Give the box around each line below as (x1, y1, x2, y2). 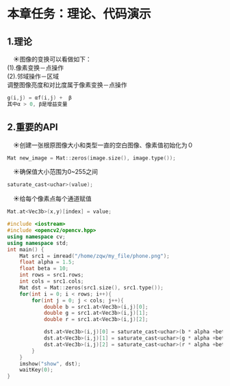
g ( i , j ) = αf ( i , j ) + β (7, 94, 72, 101)
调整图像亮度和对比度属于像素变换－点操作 (7, 81, 127, 89)
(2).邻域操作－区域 (7, 73, 60, 80)
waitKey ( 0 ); (19, 367, 53, 374)
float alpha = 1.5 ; (19, 259, 75, 266)
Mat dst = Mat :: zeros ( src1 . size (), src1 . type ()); (19, 284, 164, 291)
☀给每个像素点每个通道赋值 (13, 194, 92, 203)
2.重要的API (7, 121, 58, 133)
